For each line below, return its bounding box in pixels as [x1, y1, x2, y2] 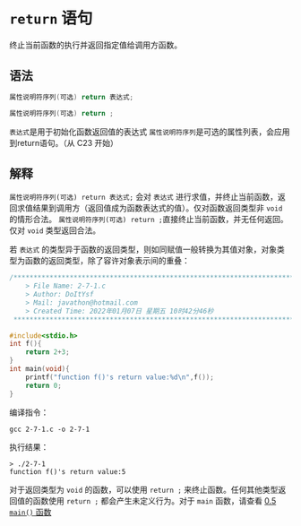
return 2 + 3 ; [25, 348, 70, 357]
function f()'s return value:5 [9, 467, 126, 476]
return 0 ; [25, 381, 63, 390]
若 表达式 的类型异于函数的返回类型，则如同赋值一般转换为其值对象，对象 [9, 244, 278, 255]
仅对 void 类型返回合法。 [9, 225, 101, 236]
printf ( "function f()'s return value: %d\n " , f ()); [25, 373, 215, 382]
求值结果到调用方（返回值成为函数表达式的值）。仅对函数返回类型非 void [16, 203, 283, 213]
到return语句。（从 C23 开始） [9, 137, 119, 148]
